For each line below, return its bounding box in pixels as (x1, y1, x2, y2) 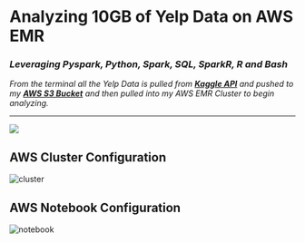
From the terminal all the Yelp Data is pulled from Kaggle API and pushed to (9, 79, 294, 90)
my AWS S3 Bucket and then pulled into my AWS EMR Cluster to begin (9, 88, 275, 99)
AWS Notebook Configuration (9, 199, 182, 215)
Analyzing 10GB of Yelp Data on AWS (9, 6, 293, 27)
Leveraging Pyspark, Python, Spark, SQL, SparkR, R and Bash (9, 58, 289, 71)
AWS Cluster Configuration (9, 150, 166, 165)
